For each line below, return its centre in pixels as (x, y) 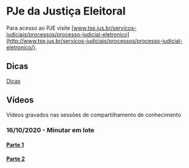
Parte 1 (15, 145)
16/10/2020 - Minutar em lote (50, 130)
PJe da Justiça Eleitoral (66, 11)
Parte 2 (16, 158)
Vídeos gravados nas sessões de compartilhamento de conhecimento (94, 115)
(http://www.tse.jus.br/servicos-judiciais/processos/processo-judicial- (94, 41)
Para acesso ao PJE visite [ (40, 28)
